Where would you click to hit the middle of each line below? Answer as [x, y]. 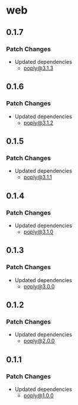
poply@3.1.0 [38, 232]
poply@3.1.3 [38, 68]
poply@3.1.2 [38, 122]
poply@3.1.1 [38, 177]
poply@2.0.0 [39, 341]
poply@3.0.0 [39, 286]
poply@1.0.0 [39, 396]
